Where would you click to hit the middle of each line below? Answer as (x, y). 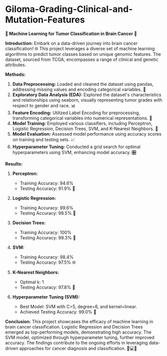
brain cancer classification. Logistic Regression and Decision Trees (74, 327)
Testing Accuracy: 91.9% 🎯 (48, 188)
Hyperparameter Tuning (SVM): (46, 297)
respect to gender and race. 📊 (44, 105)
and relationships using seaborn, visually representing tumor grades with (87, 100)
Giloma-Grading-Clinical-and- (69, 9)
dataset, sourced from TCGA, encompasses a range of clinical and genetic (82, 59)
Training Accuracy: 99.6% (47, 207)
